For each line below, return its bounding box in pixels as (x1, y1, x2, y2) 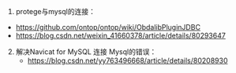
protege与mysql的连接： (15, 7, 96, 16)
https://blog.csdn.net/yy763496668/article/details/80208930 (27, 56, 228, 65)
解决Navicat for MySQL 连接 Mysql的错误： (15, 47, 157, 57)
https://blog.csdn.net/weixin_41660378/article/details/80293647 (15, 31, 227, 40)
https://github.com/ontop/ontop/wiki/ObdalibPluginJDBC (15, 23, 201, 31)
